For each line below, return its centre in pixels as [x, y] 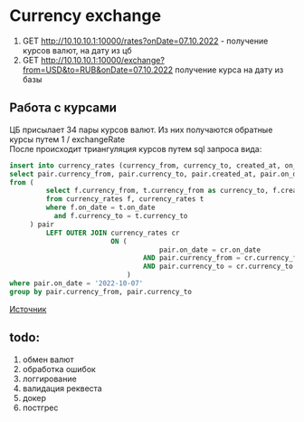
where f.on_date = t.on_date [100, 208]
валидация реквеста [62, 388]
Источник [28, 309]
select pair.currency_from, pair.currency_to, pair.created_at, [133, 174]
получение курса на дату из [229, 70]
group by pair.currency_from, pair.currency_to [101, 292]
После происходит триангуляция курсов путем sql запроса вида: [136, 149]
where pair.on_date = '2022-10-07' [76, 283]
